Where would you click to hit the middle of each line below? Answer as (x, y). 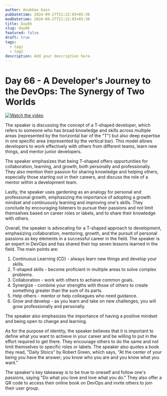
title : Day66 (19, 24)
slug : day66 (17, 28)
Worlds (20, 102)
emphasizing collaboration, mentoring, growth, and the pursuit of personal (81, 233)
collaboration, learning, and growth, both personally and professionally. (78, 167)
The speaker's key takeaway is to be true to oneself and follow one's (76, 372)
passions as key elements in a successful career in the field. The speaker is (83, 239)
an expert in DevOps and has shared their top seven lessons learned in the (82, 244)
